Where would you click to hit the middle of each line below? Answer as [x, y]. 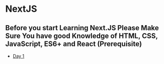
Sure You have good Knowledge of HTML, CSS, [82, 36]
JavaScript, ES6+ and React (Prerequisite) [74, 44]
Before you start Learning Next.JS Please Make [82, 28]
